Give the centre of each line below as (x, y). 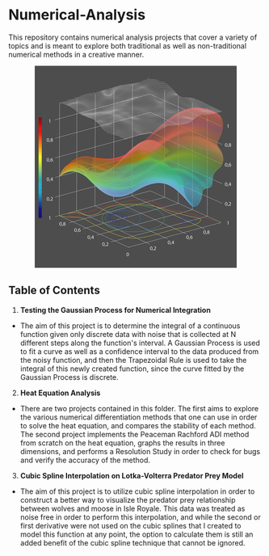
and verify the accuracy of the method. (85, 460)
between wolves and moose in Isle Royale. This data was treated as (132, 508)
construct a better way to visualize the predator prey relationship (128, 499)
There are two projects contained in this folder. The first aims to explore (139, 408)
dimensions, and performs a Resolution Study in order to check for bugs (140, 451)
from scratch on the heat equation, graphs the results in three (122, 443)
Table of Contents (55, 291)
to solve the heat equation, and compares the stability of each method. (138, 425)
